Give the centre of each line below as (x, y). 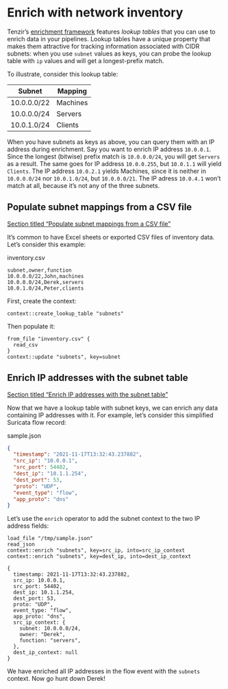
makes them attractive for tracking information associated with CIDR (103, 46)
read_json (21, 545)
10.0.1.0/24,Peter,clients (46, 288)
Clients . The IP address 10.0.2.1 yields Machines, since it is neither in (107, 171)
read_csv (26, 344)
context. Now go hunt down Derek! (56, 679)
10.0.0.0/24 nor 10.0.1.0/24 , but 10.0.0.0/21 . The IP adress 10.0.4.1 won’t (114, 178)
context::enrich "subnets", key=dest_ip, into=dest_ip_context (99, 557)
